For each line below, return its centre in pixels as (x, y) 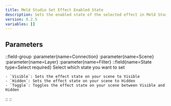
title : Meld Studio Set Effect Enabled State (54, 10)
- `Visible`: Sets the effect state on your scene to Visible (73, 77)
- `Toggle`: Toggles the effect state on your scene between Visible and (85, 86)
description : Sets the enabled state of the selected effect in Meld (81, 15)
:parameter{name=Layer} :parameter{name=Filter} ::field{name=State (78, 62)
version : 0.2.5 (21, 19)
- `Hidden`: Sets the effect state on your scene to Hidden (70, 81)
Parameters (24, 44)
